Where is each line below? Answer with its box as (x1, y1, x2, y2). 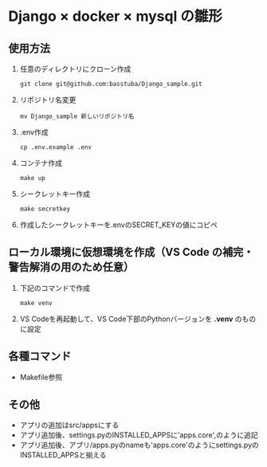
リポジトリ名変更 (19, 95, 77, 104)
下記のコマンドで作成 (19, 283, 90, 292)
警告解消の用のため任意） (8, 261, 134, 274)
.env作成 (19, 128, 49, 136)
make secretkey (19, 205, 71, 213)
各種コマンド (8, 350, 72, 363)
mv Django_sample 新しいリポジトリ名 (19, 112, 135, 120)
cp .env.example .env (19, 143, 92, 151)
